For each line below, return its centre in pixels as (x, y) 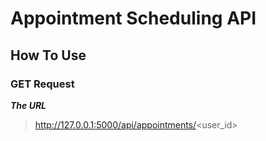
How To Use (48, 55)
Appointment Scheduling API (133, 18)
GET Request (42, 84)
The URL (28, 105)
